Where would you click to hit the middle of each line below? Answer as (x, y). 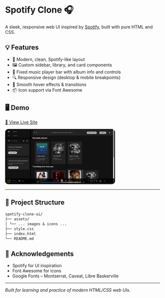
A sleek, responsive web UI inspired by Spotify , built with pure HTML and (79, 27)
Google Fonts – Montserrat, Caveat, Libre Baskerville (65, 276)
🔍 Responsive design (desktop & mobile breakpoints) (66, 77)
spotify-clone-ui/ (24, 214)
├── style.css (20, 229)
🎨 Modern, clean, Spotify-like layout (48, 59)
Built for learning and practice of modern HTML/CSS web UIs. (68, 290)
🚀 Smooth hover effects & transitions (49, 84)
